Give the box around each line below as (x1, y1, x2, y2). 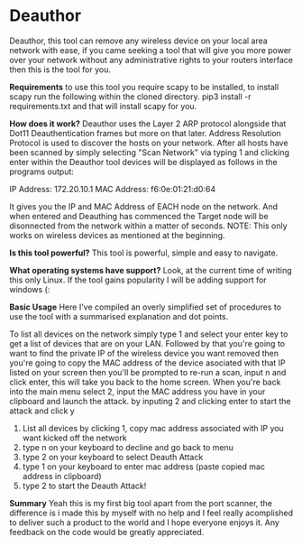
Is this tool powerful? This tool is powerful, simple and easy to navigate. (9, 247, 279, 258)
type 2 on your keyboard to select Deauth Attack (22, 451, 204, 462)
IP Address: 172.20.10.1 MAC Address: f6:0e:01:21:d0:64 (9, 183, 216, 194)
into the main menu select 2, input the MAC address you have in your (9, 385, 266, 397)
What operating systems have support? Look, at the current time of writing (9, 264, 292, 275)
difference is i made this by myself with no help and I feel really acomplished (9, 507, 294, 518)
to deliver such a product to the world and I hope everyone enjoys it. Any (9, 516, 279, 528)
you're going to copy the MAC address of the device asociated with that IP (9, 357, 286, 368)
